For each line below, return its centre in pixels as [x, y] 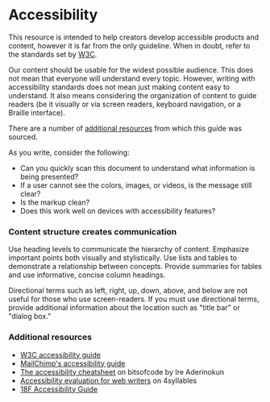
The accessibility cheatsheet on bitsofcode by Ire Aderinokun [122, 371]
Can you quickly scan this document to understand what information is [137, 168]
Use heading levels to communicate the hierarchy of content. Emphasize [129, 249]
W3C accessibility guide [60, 354]
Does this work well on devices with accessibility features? [118, 210]
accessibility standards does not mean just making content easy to [119, 87]
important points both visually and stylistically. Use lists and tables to [123, 258]
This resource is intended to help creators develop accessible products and [134, 37]
